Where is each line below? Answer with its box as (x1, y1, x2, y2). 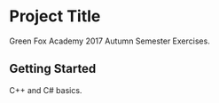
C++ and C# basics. (9, 84, 82, 95)
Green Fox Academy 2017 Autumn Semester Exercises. (9, 36, 210, 46)
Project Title (9, 6, 101, 27)
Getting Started (9, 61, 97, 76)
